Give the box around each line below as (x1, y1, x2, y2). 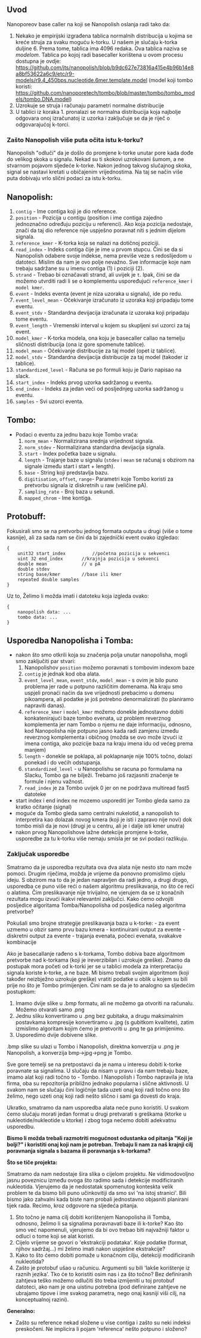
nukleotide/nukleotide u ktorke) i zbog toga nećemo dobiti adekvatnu (7, 1116, 177, 1123)
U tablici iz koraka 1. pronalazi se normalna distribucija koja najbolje (15, 108, 181, 115)
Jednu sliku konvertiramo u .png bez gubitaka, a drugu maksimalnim (15, 1012, 184, 1019)
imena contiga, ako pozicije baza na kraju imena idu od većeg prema (24, 740, 193, 747)
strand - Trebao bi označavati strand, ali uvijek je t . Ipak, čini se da (15, 271, 180, 278)
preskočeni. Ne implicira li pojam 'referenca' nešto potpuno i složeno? (15, 1325, 187, 1332)
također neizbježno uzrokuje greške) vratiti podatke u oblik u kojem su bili (7, 975, 188, 983)
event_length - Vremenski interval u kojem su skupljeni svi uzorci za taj (15, 321, 190, 329)
